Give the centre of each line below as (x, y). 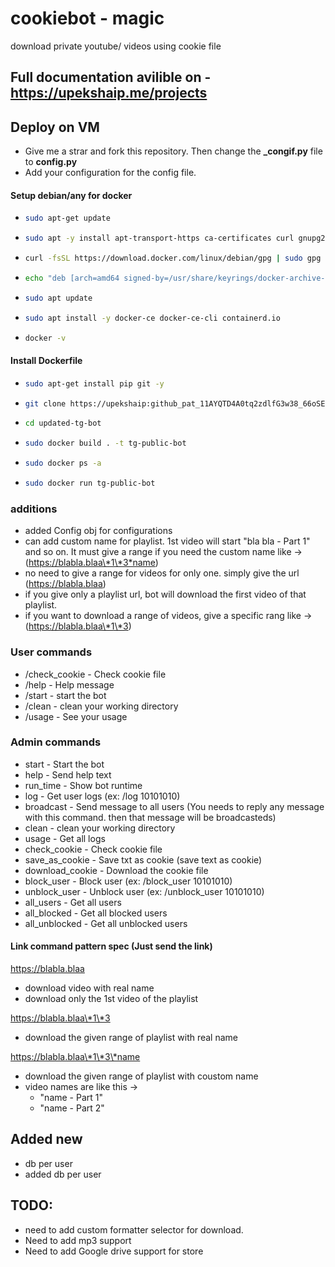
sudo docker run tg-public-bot (90, 483)
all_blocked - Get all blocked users (96, 913)
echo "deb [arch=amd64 (72, 278)
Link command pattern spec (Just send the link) (111, 946)
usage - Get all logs (65, 838)
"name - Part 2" (72, 1108)
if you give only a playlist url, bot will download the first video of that (165, 594)
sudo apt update (58, 298)
